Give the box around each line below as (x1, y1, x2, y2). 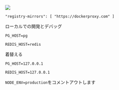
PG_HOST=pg (5, 33, 28, 38)
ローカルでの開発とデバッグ (5, 23, 62, 29)
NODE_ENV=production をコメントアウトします (5, 80, 96, 85)
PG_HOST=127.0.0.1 (5, 61, 43, 66)
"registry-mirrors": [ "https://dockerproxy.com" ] (5, 14, 115, 19)
